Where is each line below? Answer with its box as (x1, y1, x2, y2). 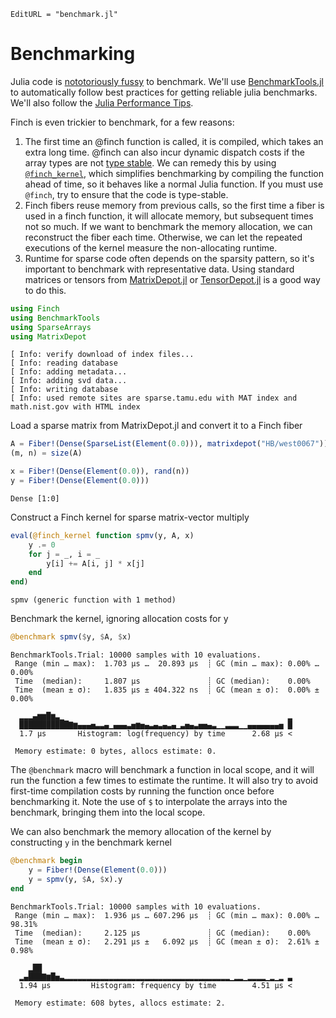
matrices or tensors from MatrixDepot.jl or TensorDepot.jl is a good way (24, 273, 321, 285)
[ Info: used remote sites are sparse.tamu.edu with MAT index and (10, 393, 298, 404)
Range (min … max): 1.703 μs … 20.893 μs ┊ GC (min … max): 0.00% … (14, 659, 320, 669)
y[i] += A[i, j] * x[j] (46, 558, 145, 569)
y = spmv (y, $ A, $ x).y (28, 874, 123, 884)
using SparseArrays (10, 322, 92, 332)
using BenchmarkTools (10, 313, 101, 323)
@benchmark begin (10, 856, 83, 866)
